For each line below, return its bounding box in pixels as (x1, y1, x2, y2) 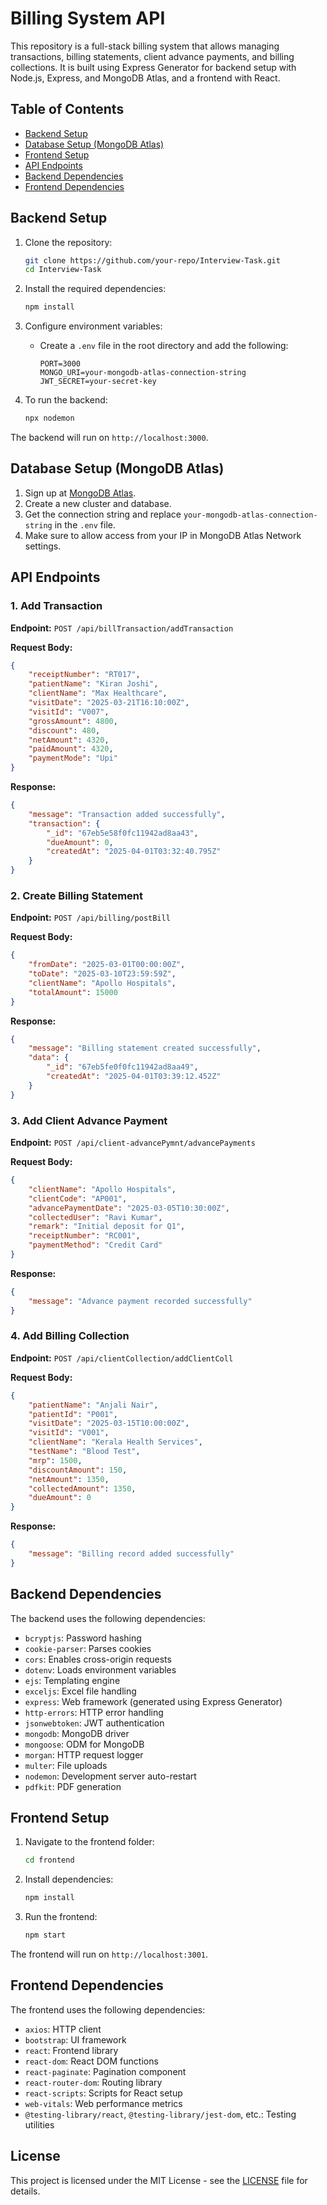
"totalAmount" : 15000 (28, 987, 118, 997)
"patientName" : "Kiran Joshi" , (28, 679, 159, 689)
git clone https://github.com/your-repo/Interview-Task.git (24, 255, 281, 266)
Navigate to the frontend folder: (24, 1836, 155, 1848)
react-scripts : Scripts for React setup (24, 2087, 183, 2099)
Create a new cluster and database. (24, 497, 172, 509)
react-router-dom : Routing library (24, 2076, 163, 2088)
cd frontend (24, 1855, 75, 1866)
